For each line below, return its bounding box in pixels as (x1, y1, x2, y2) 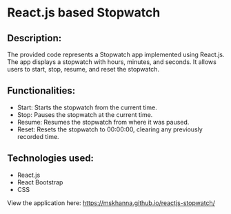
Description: (7, 32, 62, 44)
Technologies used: (7, 153, 94, 164)
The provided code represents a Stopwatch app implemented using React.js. (7, 50, 225, 58)
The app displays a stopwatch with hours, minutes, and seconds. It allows (7, 58, 217, 66)
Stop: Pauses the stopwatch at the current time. (17, 110, 153, 118)
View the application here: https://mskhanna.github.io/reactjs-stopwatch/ (7, 198, 216, 207)
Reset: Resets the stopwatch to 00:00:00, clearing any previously (17, 125, 203, 133)
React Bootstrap (17, 178, 63, 186)
